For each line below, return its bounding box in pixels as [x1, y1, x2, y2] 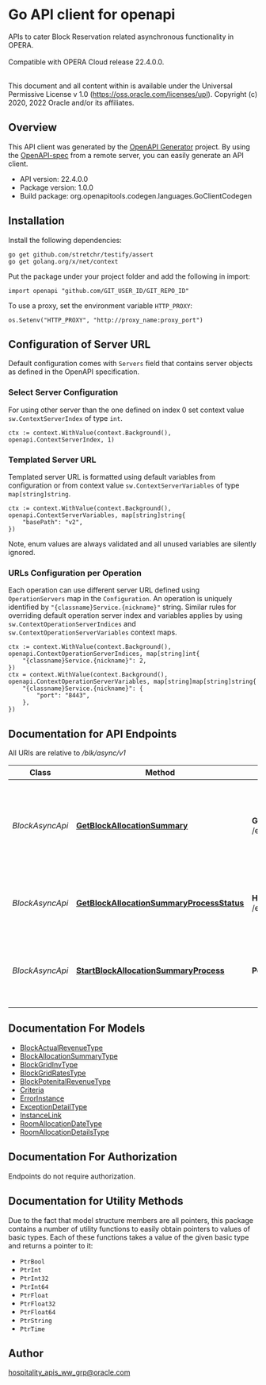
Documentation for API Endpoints [8, 727, 177, 740]
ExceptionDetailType [19, 1101, 88, 1111]
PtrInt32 [19, 1275, 49, 1283]
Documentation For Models [8, 1022, 146, 1036]
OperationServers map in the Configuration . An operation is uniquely [8, 594, 233, 604]
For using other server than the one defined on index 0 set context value [8, 405, 245, 415]
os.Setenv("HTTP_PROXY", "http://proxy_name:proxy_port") [8, 316, 203, 324]
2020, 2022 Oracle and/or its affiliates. [8, 98, 135, 107]
